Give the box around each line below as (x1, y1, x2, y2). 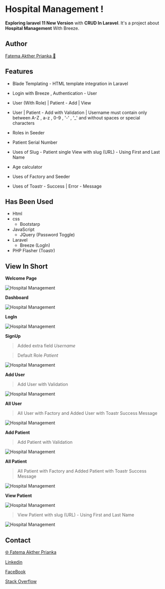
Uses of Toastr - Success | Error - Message (12, 183, 102, 189)
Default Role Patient (17, 352, 59, 359)
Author (5, 40, 27, 48)
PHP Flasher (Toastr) (12, 248, 56, 254)
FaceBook (5, 569, 26, 575)
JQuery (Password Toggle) (19, 232, 75, 238)
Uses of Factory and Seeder (12, 173, 71, 180)
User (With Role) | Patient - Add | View (12, 99, 91, 105)
